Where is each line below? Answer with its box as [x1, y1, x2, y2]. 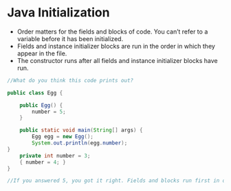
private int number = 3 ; [19, 152, 91, 159]
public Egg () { [19, 101, 63, 109]
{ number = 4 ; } [19, 159, 67, 166]
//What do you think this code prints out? [7, 77, 134, 84]
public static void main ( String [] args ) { [19, 127, 143, 134]
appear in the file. [16, 49, 67, 58]
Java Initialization [7, 5, 110, 21]
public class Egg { [7, 89, 63, 97]
